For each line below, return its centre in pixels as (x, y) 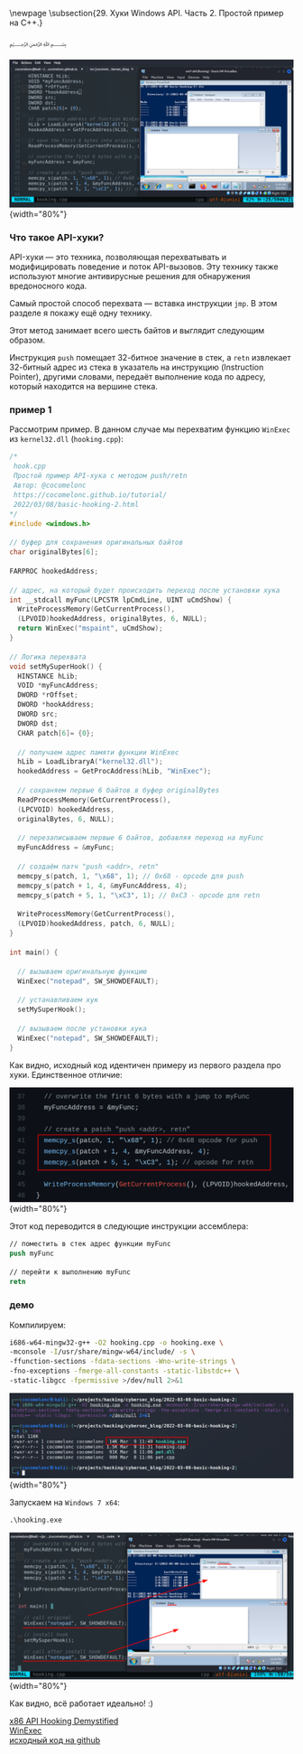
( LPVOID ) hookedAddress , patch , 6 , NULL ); (96, 924)
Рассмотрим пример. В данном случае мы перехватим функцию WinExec (150, 429)
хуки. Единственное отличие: (66, 1074)
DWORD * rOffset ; (48, 695)
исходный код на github (55, 1740)
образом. (28, 340)
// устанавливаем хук (58, 1000)
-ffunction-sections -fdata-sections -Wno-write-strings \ (123, 1362)
